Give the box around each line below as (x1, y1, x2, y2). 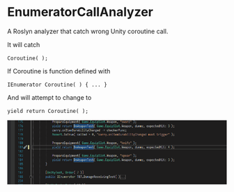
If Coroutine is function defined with (7, 67, 111, 75)
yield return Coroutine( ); (7, 107, 89, 114)
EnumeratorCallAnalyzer (7, 4, 153, 20)
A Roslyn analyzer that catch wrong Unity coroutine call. (7, 27, 169, 35)
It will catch (7, 40, 40, 49)
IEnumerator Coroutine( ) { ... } (7, 81, 108, 88)
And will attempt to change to (7, 93, 92, 101)
